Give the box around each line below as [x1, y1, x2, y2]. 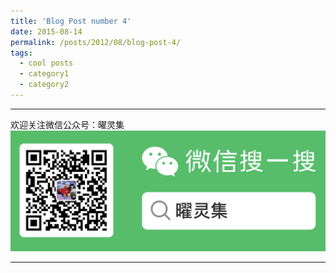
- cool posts [19, 58, 74, 69]
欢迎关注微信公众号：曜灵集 [10, 118, 125, 130]
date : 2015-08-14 [10, 26, 83, 37]
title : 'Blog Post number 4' [10, 16, 132, 26]
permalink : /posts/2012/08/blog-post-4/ [10, 37, 182, 47]
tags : [10, 48, 33, 58]
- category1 [19, 69, 70, 79]
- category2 [19, 80, 70, 90]
